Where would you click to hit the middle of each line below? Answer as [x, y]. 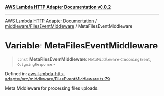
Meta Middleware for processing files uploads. [52, 88]
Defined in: [16, 73]
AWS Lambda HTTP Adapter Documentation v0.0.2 [58, 7]
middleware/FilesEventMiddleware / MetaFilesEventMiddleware [69, 26]
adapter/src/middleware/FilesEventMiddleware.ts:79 [58, 79]
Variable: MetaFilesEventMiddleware [82, 46]
